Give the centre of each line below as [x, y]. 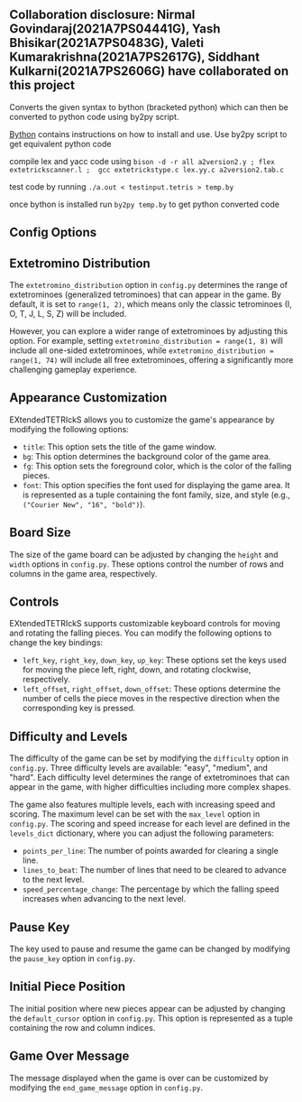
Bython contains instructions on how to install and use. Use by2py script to [148, 134]
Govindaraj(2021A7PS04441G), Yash [115, 29]
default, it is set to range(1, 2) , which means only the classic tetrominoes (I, [151, 304]
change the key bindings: [56, 643]
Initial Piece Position [68, 987]
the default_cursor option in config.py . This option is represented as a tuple [151, 1018]
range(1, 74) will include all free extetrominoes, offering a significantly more [151, 360]
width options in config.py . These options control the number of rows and [146, 564]
